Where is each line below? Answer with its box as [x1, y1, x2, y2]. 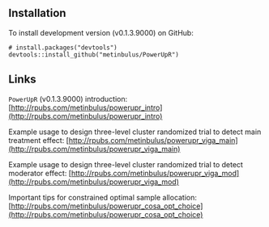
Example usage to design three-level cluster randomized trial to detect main [8, 127, 262, 137]
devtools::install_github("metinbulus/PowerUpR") [8, 50, 180, 59]
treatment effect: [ [8, 135, 69, 145]
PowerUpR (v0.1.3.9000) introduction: [8, 94, 128, 103]
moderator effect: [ [8, 168, 71, 178]
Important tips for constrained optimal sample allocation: [8, 192, 197, 202]
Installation [8, 6, 66, 20]
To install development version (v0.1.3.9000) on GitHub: [8, 27, 194, 37]
